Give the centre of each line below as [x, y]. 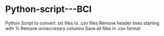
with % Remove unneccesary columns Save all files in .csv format [73, 28]
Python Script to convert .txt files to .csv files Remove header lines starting [82, 23]
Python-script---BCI [48, 9]
